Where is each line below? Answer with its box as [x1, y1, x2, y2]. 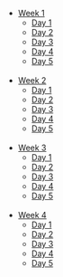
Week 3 [17, 142, 47, 153]
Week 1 [17, 8, 45, 18]
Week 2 [17, 75, 47, 85]
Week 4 [17, 210, 47, 220]
